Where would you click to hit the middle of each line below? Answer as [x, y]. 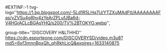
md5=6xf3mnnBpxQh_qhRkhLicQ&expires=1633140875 [62, 43]
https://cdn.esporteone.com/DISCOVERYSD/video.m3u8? [64, 38]
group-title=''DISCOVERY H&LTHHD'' [43, 32]
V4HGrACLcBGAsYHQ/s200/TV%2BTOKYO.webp [56, 23]
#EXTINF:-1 [17, 7]
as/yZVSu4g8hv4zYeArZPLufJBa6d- [43, 18]
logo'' [11, 12]
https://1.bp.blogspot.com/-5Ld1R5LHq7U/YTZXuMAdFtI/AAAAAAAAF [89, 12]
